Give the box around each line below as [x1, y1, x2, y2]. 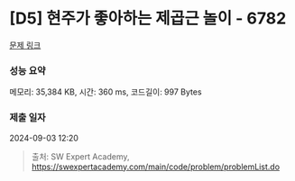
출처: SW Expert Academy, [31, 150, 130, 162]
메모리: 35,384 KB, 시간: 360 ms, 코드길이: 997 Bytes [9, 86, 202, 97]
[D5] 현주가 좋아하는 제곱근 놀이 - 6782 [9, 8, 287, 29]
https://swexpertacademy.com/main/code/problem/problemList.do [31, 161, 281, 172]
